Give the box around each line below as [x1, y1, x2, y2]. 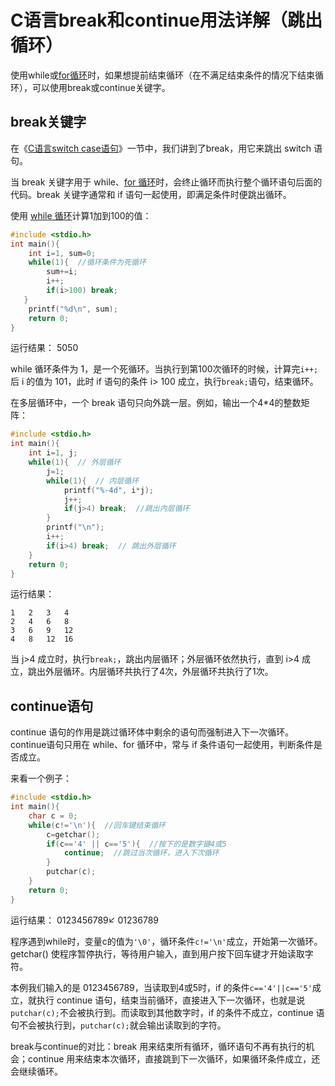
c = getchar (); [46, 829, 101, 840]
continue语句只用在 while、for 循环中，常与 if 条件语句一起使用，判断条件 [10, 739, 314, 751]
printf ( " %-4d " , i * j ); [63, 485, 155, 495]
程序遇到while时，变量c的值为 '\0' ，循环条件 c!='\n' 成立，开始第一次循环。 [10, 935, 323, 947]
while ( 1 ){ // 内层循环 [46, 476, 140, 486]
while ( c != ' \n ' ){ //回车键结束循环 [28, 820, 166, 830]
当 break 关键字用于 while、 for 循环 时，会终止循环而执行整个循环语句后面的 [10, 176, 323, 188]
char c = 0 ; [28, 811, 78, 821]
